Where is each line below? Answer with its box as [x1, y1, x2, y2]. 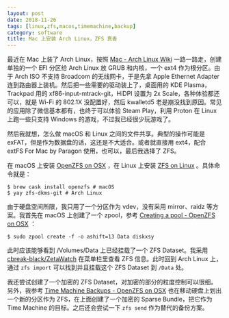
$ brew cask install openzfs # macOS [7, 184, 115, 191]
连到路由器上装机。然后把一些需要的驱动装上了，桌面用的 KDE [7, 81, 183, 89]
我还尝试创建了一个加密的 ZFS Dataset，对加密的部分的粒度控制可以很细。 [7, 278, 217, 286]
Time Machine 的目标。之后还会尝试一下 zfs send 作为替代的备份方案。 [7, 304, 208, 312]
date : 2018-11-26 [7, 16, 57, 23]
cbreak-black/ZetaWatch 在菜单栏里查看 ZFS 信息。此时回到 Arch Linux [7, 255, 208, 263]
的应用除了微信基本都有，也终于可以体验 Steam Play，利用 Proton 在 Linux [7, 107, 217, 115]
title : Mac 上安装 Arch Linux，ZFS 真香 [7, 36, 118, 42]
